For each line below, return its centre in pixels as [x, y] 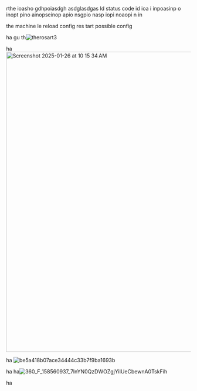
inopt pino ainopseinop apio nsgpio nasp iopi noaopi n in [74, 15]
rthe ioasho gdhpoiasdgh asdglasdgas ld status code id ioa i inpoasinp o [94, 8]
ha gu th [16, 37]
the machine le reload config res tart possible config [69, 26]
